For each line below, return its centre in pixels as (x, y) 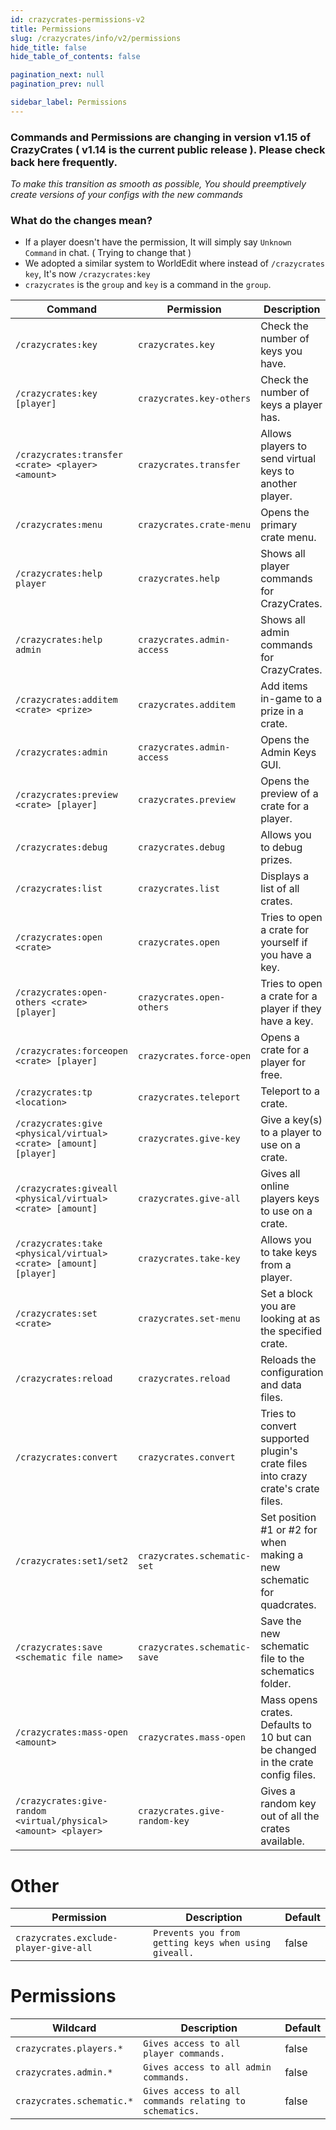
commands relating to (194, 2101)
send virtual (288, 459)
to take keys (289, 1253)
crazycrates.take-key (189, 1259)
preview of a (289, 794)
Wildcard (74, 2028)
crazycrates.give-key (189, 1139)
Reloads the (288, 1360)
